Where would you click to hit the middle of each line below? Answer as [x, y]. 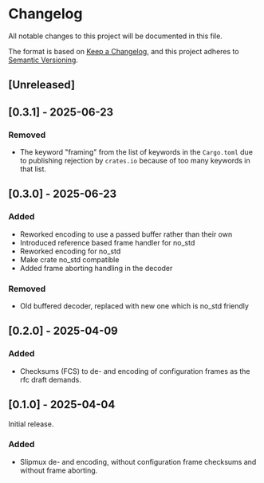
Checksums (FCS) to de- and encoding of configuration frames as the [135, 371]
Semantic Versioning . [43, 60]
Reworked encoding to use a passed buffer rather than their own [126, 234]
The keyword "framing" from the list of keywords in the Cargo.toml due [136, 152]
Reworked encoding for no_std [70, 251]
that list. [33, 169]
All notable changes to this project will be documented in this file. [116, 36]
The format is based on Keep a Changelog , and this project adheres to [124, 51]
